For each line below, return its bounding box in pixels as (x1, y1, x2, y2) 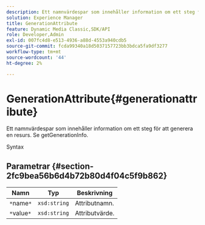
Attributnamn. (75, 199, 114, 208)
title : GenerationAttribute (6, 20, 78, 26)
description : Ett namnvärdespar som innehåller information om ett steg (6, 9, 195, 15)
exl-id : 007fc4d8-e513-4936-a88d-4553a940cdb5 (6, 37, 127, 43)
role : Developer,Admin (6, 32, 64, 38)
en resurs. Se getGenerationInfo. (6, 131, 88, 139)
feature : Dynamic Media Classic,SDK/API (6, 26, 111, 32)
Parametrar (6, 161, 51, 171)
